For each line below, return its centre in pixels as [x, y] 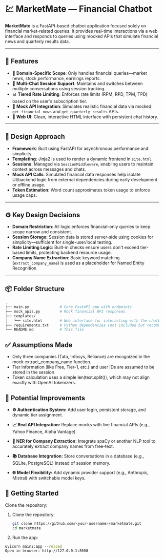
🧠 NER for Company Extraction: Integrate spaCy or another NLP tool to [84, 441]
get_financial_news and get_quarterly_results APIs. [66, 111]
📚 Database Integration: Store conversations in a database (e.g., [78, 456]
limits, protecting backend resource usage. [69, 253]
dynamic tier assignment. [38, 414]
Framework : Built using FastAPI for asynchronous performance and [80, 148]
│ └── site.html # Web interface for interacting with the [76, 320]
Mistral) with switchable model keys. [49, 478]
